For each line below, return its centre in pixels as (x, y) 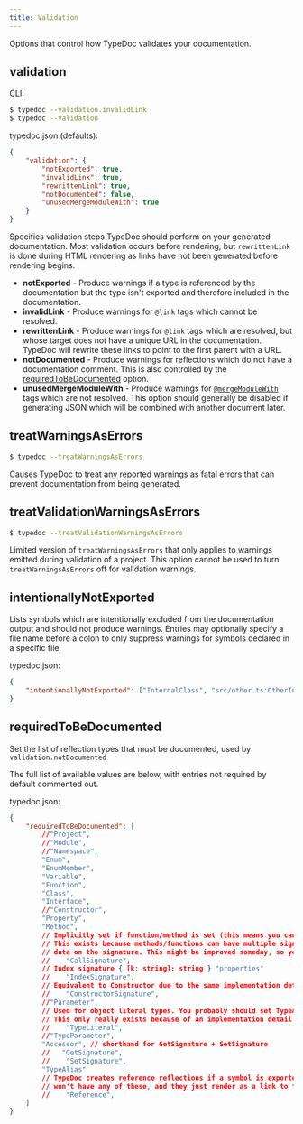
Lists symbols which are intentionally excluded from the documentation (142, 619)
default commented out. (54, 784)
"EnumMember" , (68, 868)
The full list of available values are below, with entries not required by (138, 774)
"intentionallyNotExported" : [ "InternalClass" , (116, 691)
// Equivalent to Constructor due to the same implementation (161, 986)
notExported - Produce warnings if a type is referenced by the (139, 283)
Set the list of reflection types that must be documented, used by (130, 748)
